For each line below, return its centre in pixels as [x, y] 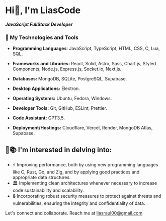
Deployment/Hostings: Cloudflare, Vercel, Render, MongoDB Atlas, [82, 128]
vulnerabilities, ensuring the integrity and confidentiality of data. [79, 203]
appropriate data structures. [41, 178]
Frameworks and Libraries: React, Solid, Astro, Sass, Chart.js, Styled [84, 64]
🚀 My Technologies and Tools [42, 37]
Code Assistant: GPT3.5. [39, 118]
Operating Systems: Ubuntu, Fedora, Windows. [62, 99]
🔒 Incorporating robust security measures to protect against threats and [87, 196]
